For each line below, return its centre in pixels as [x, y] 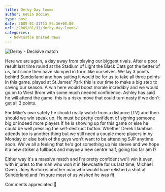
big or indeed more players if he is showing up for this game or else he [77, 123]
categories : [17, 33]
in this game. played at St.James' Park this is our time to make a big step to [81, 82]
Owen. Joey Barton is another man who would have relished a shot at [76, 169]
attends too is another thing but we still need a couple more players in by [79, 134]
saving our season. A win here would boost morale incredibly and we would [82, 87]
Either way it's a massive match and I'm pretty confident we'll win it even [79, 159]
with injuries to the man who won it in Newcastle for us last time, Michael [79, 164]
